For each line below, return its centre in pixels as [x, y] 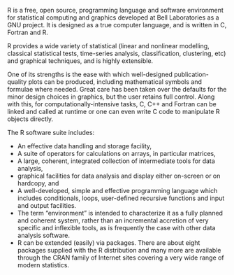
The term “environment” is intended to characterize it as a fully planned [120, 213]
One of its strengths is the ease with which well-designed [90, 74]
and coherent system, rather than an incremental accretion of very [113, 220]
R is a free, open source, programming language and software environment [115, 10]
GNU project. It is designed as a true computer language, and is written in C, [117, 25]
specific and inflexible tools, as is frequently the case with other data [116, 228]
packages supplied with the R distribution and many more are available [119, 250]
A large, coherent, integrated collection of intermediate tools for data [116, 161]
